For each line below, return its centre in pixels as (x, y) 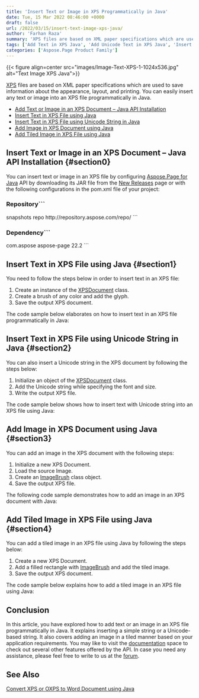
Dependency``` (28, 232)
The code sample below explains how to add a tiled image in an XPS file (94, 585)
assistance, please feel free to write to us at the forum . (73, 656)
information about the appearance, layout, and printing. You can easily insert (99, 91)
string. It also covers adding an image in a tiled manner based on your (108, 637)
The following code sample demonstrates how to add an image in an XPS (95, 495)
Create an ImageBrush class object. (58, 477)
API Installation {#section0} (59, 162)
